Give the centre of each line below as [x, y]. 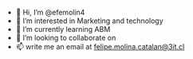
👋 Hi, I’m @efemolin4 [50, 12]
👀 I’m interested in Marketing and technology [89, 21]
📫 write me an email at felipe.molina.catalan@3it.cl [100, 47]
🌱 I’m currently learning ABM [63, 29]
